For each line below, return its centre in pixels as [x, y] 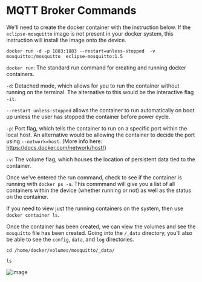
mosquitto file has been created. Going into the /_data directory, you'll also [99, 232]
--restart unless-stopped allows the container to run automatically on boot [100, 110]
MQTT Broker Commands [71, 11]
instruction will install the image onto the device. [67, 40]
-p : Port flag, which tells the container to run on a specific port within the [97, 128]
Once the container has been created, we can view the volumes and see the [101, 226]
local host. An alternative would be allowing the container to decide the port [101, 135]
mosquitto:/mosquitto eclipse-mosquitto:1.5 [64, 56]
